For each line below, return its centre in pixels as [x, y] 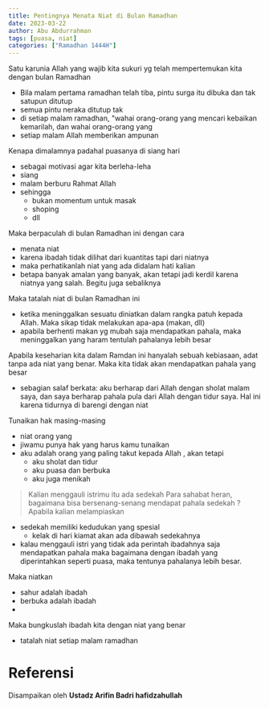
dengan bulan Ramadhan [49, 77]
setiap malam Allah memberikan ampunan [89, 135]
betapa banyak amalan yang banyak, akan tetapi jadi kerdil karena [129, 275]
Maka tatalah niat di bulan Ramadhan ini [74, 299]
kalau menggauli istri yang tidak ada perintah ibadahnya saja [120, 544]
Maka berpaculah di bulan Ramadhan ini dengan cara [96, 233]
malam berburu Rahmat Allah [68, 184]
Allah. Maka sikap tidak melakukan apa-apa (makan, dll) [112, 323]
